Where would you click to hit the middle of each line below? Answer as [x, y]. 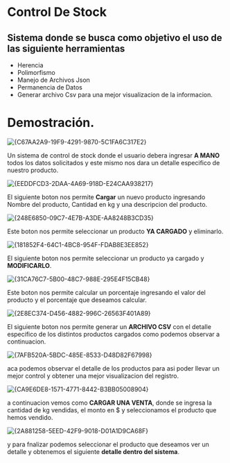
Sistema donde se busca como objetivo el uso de [115, 38]
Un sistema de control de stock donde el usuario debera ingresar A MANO [114, 155]
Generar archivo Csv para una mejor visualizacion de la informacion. [115, 95]
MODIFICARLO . [29, 265]
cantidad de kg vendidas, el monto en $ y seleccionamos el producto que [112, 410]
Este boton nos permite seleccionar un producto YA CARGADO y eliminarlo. [115, 231]
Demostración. [51, 123]
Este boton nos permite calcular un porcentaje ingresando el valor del [106, 292]
